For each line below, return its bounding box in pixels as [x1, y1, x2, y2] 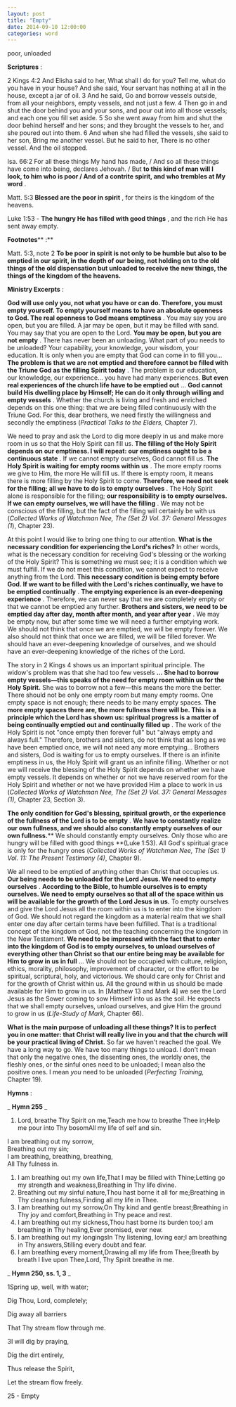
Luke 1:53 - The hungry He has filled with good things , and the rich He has [7, 214, 228, 223]
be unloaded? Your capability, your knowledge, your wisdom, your [7, 344, 199, 352]
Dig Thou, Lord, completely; [7, 1297, 88, 1305]
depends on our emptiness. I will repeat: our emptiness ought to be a [7, 447, 212, 456]
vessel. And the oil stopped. [7, 143, 88, 152]
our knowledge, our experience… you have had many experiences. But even [7, 373, 228, 382]
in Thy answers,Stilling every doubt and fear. [17, 1240, 147, 1249]
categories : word [7, 30, 58, 37]
